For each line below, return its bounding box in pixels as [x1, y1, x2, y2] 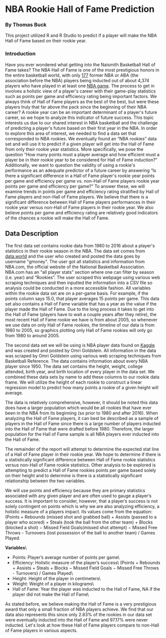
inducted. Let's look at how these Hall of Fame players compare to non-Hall [5, 622, 160, 628]
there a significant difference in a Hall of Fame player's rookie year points [5, 173, 155, 179]
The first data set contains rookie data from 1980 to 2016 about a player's [5, 242, 155, 248]
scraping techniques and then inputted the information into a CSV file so [5, 280, 153, 286]
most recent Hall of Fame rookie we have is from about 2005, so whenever [5, 317, 158, 322]
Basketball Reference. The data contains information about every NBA [5, 358, 148, 364]
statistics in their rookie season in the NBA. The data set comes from [5, 248, 145, 254]
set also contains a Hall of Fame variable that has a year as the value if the [5, 301, 157, 307]
